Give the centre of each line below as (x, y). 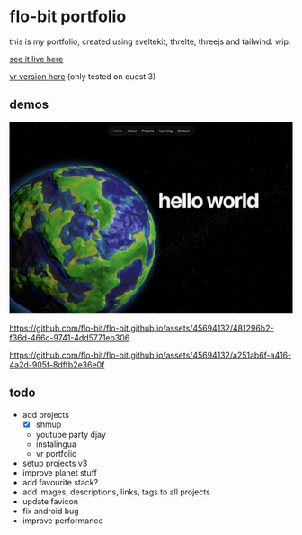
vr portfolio (56, 453)
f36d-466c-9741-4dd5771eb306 (70, 337)
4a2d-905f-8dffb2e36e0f (57, 364)
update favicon (50, 501)
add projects (46, 414)
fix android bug (50, 511)
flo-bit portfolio (68, 17)
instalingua (56, 444)
